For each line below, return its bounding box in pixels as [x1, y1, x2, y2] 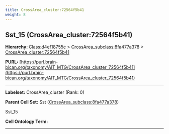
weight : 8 [5, 12, 26, 17]
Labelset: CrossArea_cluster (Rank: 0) [5, 89, 84, 95]
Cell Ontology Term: [5, 118, 48, 124]
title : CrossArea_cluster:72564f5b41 [5, 7, 84, 13]
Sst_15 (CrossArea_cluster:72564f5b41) [5, 31, 133, 39]
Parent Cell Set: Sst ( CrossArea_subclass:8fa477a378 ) [5, 99, 119, 105]
